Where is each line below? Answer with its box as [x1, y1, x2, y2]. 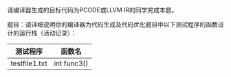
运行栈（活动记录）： [19, 29, 77, 37]
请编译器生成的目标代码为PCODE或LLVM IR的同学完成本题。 [7, 6, 178, 14]
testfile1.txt [10, 59, 47, 68]
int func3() [54, 59, 89, 68]
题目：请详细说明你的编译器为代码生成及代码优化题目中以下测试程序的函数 [7, 20, 218, 29]
